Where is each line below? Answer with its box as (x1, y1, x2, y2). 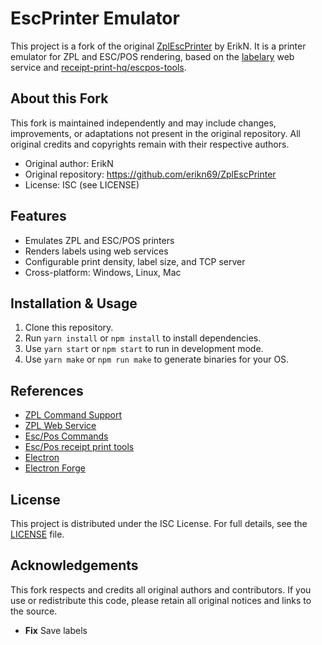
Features (10, 208, 67, 225)
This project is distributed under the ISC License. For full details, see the (10, 518, 308, 529)
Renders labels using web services (24, 245, 169, 257)
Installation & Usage (10, 295, 138, 312)
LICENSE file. (10, 528, 65, 540)
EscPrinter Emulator (10, 7, 180, 30)
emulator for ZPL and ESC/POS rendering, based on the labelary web (10, 50, 295, 62)
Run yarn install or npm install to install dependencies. (24, 332, 262, 344)
